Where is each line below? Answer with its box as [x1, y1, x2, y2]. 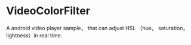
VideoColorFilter [6, 4, 91, 18]
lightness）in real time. [6, 31, 63, 39]
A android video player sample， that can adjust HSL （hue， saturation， [6, 24, 189, 31]
